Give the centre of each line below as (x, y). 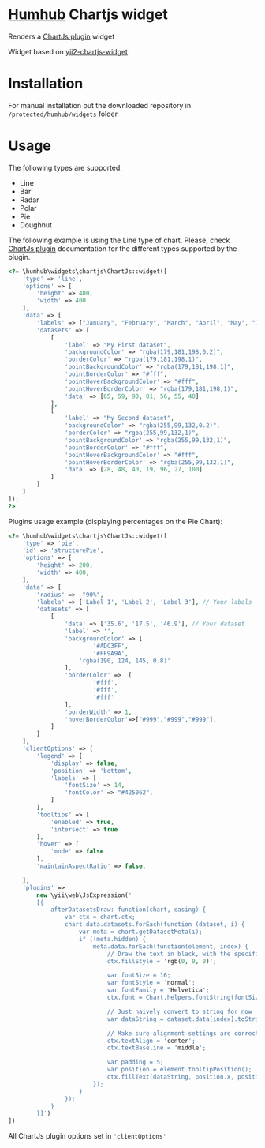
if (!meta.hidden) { (112, 939)
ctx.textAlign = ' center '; (151, 1041)
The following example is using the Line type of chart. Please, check (119, 240)
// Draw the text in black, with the (169, 954)
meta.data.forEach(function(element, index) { (170, 946)
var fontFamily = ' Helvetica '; (159, 990)
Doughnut (36, 225)
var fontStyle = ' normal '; (151, 983)
